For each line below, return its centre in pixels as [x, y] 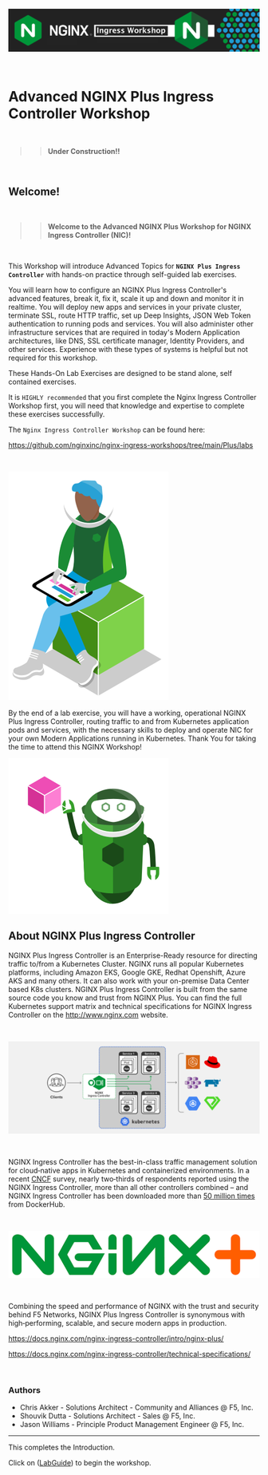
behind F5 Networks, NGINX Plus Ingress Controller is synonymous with [127, 1315]
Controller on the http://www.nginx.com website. [89, 1014]
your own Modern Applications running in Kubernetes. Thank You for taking [132, 738]
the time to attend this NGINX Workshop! [75, 746]
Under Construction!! [84, 152]
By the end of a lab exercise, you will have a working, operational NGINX [127, 713]
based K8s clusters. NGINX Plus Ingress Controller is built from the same [128, 989]
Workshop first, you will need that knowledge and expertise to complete [126, 405]
